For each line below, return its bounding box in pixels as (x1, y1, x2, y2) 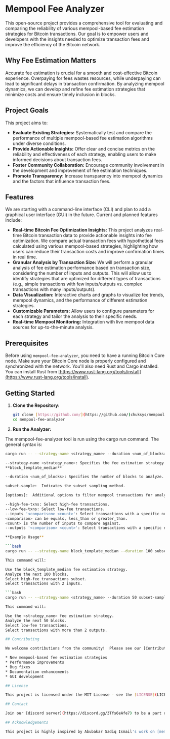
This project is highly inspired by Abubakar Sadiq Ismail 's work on (5, 729, 155, 734)
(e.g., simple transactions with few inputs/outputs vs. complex (12, 281, 143, 287)
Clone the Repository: (12, 402, 60, 408)
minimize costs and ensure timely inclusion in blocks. (5, 91, 116, 97)
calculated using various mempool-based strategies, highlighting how (12, 243, 158, 249)
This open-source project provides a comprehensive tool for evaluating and (5, 20, 163, 26)
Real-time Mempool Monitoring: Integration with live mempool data (12, 319, 155, 325)
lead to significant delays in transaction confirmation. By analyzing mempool (5, 80, 164, 86)
